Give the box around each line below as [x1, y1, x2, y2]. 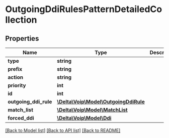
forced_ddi [8, 114, 34, 121]
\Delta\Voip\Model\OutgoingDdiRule [57, 98, 145, 105]
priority [8, 82, 26, 89]
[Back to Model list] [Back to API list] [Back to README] [5, 127, 121, 133]
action [8, 74, 24, 81]
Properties [5, 34, 39, 43]
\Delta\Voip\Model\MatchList [57, 106, 128, 113]
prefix [8, 66, 23, 72]
